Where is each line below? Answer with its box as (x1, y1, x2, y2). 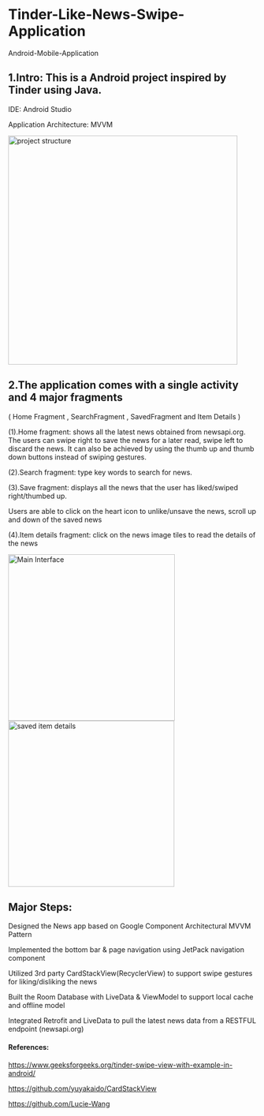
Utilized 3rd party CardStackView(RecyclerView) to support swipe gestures (8, 969, 253, 978)
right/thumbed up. (8, 491, 67, 500)
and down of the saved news (8, 515, 102, 524)
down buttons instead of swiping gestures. (8, 452, 147, 462)
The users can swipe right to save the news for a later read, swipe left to (8, 435, 244, 445)
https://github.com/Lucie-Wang (8, 1099, 110, 1108)
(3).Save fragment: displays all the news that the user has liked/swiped (8, 482, 239, 492)
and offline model (8, 1001, 65, 1010)
